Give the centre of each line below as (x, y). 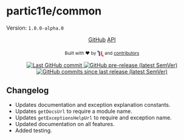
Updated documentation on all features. (65, 124)
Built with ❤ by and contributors (102, 53)
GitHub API (102, 39)
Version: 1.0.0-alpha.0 (35, 28)
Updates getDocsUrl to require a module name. (73, 111)
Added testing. (34, 130)
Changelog (28, 90)
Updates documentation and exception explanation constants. (93, 105)
